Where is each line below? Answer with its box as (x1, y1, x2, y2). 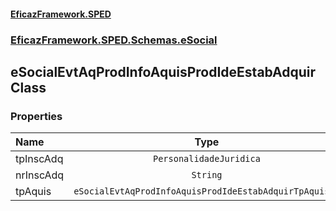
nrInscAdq (15, 168, 65, 182)
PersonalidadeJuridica (153, 153, 261, 165)
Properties (10, 109, 63, 123)
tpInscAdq (15, 152, 64, 166)
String (191, 170, 223, 181)
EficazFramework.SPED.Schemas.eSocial (10, 33, 218, 47)
